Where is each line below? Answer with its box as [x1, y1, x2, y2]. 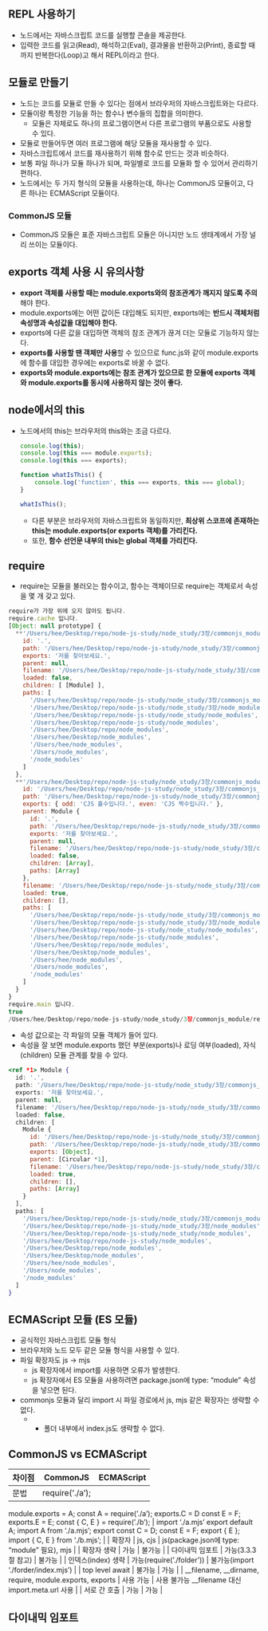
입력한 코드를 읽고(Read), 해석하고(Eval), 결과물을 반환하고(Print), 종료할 [19, 40, 247, 49]
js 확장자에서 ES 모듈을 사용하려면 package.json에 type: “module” [31, 1375, 242, 1385]
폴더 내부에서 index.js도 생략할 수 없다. [43, 1424, 165, 1433]
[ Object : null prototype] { [8, 622, 102, 630]
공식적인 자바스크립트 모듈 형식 [19, 1335, 116, 1345]
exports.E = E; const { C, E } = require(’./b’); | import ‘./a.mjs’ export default [8, 1518, 254, 1527]
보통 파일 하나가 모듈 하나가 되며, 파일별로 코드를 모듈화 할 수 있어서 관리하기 [19, 158, 258, 167]
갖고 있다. [45, 591, 76, 601]
